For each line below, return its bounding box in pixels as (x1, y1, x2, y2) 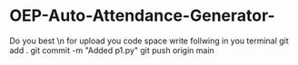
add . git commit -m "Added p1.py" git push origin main (9, 44, 215, 55)
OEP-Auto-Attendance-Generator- (9, 5, 275, 26)
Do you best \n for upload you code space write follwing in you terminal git (9, 35, 289, 46)
